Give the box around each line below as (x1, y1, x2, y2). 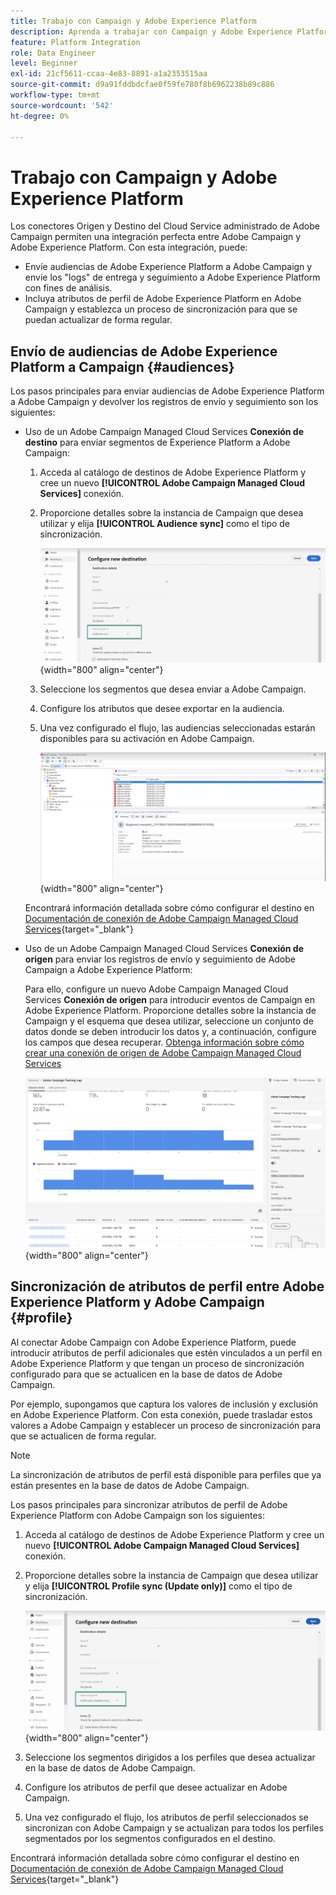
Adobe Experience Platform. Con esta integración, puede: (10, 241, 248, 254)
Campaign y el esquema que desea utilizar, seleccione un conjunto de (24, 1015, 314, 1027)
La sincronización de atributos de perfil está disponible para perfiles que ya (10, 1468, 322, 1480)
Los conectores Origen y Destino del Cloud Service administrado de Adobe (10, 220, 320, 232)
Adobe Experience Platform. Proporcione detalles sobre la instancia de (24, 1004, 317, 1016)
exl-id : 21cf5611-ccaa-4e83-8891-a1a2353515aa (10, 69, 208, 79)
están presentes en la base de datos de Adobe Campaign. (10, 1479, 250, 1491)
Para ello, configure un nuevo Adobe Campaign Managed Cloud (24, 983, 289, 995)
